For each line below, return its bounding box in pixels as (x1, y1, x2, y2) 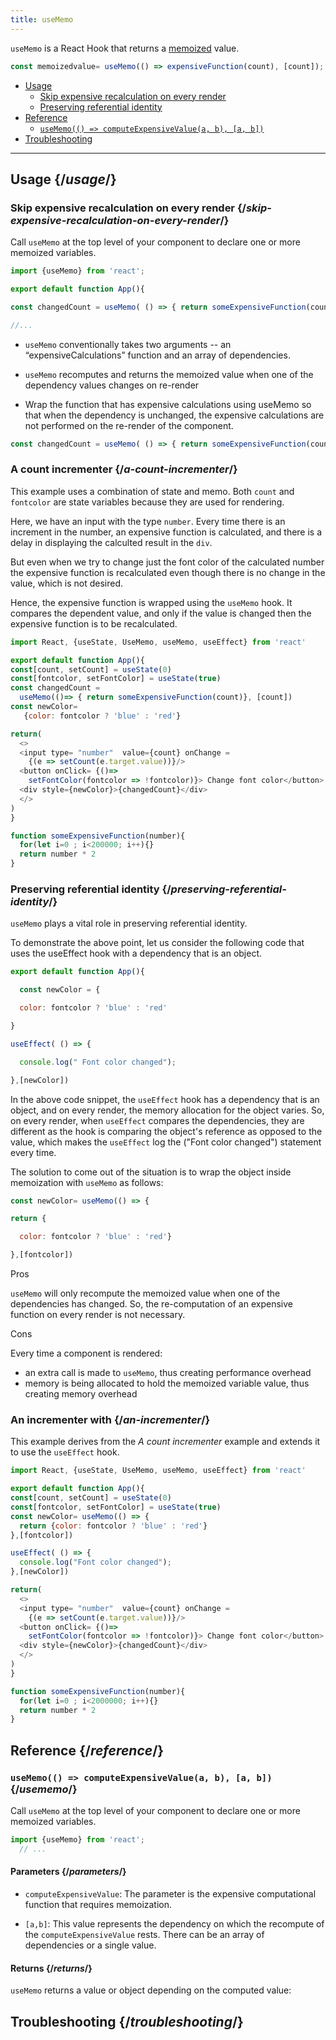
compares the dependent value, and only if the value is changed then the (10, 607, 312, 619)
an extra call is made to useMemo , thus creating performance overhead (24, 1367, 312, 1379)
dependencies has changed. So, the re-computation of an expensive (10, 1298, 293, 1310)
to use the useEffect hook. (10, 1446, 120, 1458)
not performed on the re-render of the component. (24, 419, 234, 431)
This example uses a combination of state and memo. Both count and (10, 485, 295, 497)
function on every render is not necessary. (10, 1309, 186, 1321)
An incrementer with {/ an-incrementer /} (10, 1412, 211, 1426)
